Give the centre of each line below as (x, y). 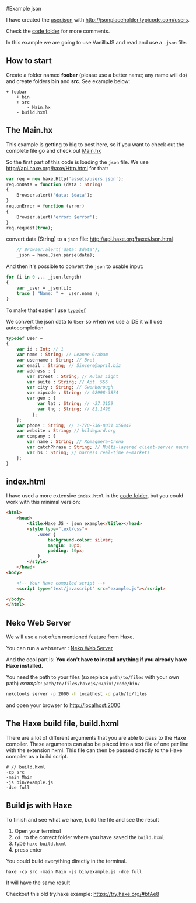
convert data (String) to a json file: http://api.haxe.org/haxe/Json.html (90, 239)
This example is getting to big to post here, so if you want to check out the (95, 144)
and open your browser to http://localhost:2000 (63, 705)
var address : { (36, 371)
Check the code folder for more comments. (58, 31)
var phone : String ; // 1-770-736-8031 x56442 (74, 425)
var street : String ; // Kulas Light (73, 376)
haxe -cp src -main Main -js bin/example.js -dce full (74, 871)
